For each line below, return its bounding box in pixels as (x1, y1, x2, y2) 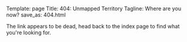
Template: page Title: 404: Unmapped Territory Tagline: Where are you (6, 5, 182, 12)
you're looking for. (6, 29, 52, 36)
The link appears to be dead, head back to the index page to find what (6, 23, 180, 30)
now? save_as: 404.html (6, 11, 66, 18)
